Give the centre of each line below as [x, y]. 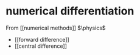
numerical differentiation [70, 11]
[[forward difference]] [42, 39]
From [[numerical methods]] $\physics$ [56, 28]
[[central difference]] [41, 46]
